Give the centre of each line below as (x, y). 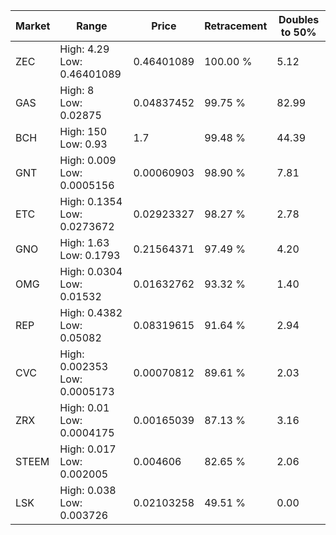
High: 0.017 (88, 449)
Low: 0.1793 (90, 255)
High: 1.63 (84, 242)
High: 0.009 (88, 160)
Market (33, 26)
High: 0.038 (88, 490)
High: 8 (77, 90)
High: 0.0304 (91, 271)
